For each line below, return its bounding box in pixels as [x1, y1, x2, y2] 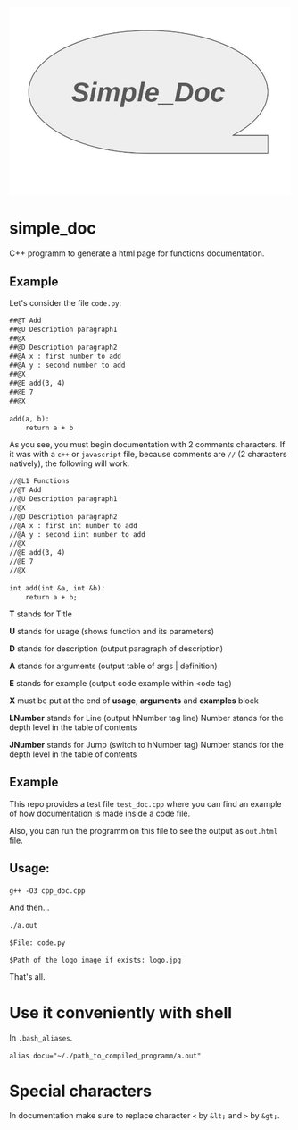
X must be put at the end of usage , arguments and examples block [9, 695, 259, 706]
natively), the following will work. [9, 458, 130, 469]
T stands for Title [9, 608, 73, 619]
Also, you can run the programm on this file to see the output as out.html [9, 825, 278, 836]
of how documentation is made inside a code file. [9, 808, 191, 819]
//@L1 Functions [9, 476, 70, 485]
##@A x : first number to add [9, 352, 122, 361]
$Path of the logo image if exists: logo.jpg [9, 956, 181, 964]
